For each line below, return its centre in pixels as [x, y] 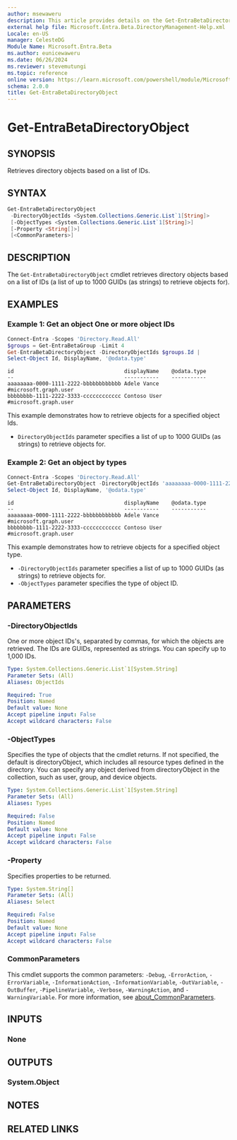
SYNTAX [27, 193]
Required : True [30, 695]
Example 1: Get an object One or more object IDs [91, 324]
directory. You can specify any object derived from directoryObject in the [114, 770]
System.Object [34, 1082]
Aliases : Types [30, 803]
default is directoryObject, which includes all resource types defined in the [116, 762]
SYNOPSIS [31, 154]
